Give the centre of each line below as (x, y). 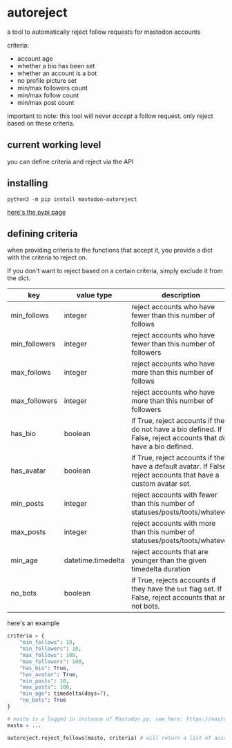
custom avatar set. (161, 484)
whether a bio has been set (56, 66)
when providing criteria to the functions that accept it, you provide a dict (110, 250)
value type (94, 295)
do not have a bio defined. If (176, 429)
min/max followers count (52, 88)
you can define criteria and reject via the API (70, 161)
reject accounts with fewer (174, 495)
